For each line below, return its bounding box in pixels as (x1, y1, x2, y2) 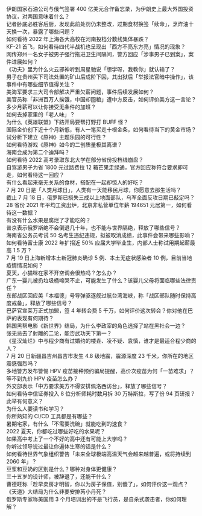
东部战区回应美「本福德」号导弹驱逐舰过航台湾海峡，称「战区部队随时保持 (6, 292, 191, 299)
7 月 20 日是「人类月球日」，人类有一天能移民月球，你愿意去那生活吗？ (6, 186, 182, 193)
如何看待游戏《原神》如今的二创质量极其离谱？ (6, 141, 122, 148)
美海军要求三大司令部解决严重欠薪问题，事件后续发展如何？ (6, 88, 154, 95)
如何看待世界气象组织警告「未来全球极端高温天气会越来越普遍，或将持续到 (6, 450, 191, 457)
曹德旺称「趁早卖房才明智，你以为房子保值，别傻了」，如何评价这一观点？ (6, 480, 189, 488)
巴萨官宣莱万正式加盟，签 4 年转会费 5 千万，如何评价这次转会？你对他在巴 (6, 307, 194, 314)
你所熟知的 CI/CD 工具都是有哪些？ (6, 413, 93, 419)
